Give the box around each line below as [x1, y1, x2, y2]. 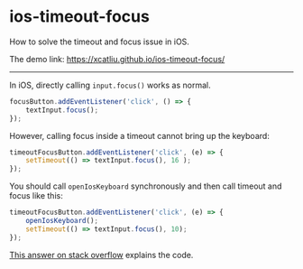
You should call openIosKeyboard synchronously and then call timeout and [9, 181, 282, 191]
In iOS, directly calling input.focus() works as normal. [9, 79, 212, 90]
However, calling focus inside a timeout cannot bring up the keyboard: [9, 130, 271, 141]
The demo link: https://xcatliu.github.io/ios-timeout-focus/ [9, 53, 225, 64]
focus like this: [9, 190, 63, 201]
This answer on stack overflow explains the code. [9, 249, 194, 260]
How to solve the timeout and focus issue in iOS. [9, 36, 189, 47]
